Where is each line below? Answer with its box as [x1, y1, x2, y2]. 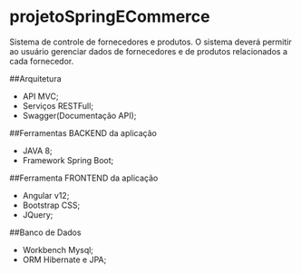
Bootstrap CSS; [22, 200, 81, 210]
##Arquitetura [9, 73, 62, 83]
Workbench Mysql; [22, 244, 93, 255]
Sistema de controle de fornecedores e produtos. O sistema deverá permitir [9, 36, 292, 47]
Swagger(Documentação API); [22, 110, 137, 121]
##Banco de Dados [9, 227, 82, 238]
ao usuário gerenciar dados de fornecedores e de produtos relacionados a [9, 45, 288, 56]
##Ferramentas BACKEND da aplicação [9, 127, 157, 138]
